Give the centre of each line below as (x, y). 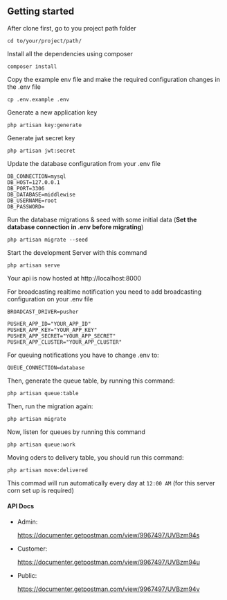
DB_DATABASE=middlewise (42, 194)
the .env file (24, 87)
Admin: (27, 522)
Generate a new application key (52, 112)
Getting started (41, 11)
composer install (32, 66)
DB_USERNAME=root (32, 201)
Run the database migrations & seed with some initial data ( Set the (102, 219)
